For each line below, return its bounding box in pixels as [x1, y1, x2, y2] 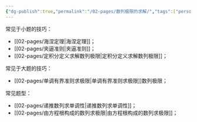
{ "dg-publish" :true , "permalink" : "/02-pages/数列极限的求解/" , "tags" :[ [5, 8, 176, 15]
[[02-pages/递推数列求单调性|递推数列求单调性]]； [14, 102, 137, 109]
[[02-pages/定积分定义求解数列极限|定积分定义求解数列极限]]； [14, 52, 168, 59]
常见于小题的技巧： [5, 25, 52, 32]
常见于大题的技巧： [5, 65, 52, 72]
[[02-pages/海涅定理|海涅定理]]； [14, 37, 96, 44]
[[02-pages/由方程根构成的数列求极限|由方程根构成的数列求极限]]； [14, 109, 178, 116]
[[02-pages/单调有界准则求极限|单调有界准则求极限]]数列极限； [14, 77, 168, 84]
